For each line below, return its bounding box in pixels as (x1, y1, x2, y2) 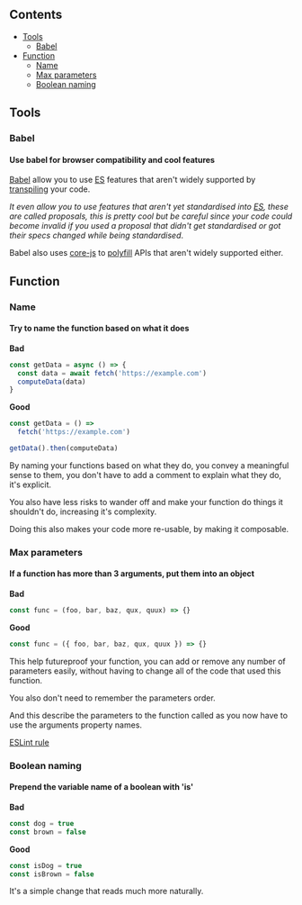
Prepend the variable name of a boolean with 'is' (9, 782, 194, 792)
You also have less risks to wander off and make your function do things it (9, 496, 283, 507)
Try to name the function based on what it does (9, 323, 190, 334)
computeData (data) (17, 377, 87, 386)
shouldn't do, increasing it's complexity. (9, 506, 157, 517)
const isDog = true (9, 861, 83, 870)
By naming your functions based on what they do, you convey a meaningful (9, 459, 289, 471)
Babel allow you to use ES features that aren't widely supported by (9, 175, 256, 186)
